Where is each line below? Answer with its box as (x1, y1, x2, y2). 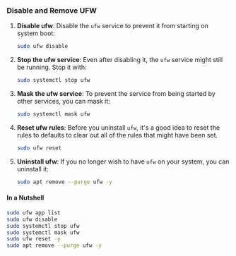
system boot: (16, 29, 56, 37)
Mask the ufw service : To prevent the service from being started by (16, 90, 216, 98)
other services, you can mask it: (16, 97, 110, 106)
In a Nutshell (6, 193, 45, 202)
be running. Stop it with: (16, 63, 87, 72)
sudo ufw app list (6, 209, 61, 217)
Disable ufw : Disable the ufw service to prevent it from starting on (16, 22, 209, 30)
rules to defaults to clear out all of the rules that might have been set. (16, 130, 218, 139)
